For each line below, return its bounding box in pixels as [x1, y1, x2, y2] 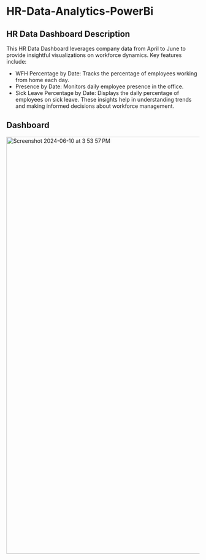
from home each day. [15, 77, 69, 83]
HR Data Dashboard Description [6, 29, 131, 39]
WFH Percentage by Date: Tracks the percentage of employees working [15, 70, 197, 77]
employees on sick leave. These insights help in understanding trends [15, 96, 192, 103]
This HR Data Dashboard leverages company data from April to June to [6, 45, 186, 52]
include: [6, 58, 27, 65]
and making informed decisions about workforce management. [15, 102, 175, 110]
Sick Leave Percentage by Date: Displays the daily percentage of [15, 89, 180, 96]
